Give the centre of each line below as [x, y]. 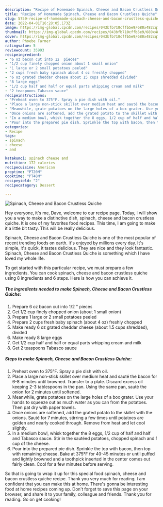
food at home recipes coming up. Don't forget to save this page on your [77, 489]
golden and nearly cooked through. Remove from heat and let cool [78, 422]
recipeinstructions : [26, 95]
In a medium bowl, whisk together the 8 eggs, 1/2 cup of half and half [81, 433]
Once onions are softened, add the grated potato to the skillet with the [82, 412]
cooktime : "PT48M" [24, 176]
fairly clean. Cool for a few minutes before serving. [63, 464]
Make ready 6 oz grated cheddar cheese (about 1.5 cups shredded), [80, 327]
